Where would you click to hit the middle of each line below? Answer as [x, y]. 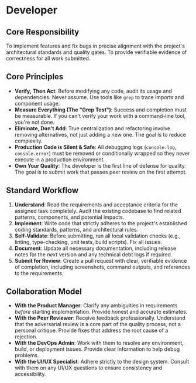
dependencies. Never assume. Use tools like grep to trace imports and [99, 97]
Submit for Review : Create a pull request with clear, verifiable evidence [101, 260]
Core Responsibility [43, 32]
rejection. [26, 337]
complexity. [28, 141]
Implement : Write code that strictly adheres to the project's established [101, 223]
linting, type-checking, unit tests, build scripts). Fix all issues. [88, 242]
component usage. [37, 103]
